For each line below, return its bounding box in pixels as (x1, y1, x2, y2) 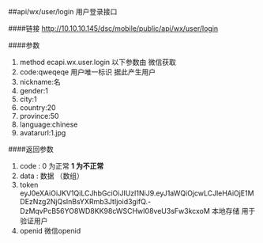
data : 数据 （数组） (19, 171, 85, 180)
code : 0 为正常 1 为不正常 (19, 161, 104, 170)
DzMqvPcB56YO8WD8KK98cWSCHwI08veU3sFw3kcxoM (19, 207, 211, 215)
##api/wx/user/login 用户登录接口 (8, 7, 118, 16)
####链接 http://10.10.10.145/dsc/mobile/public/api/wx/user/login (8, 24, 219, 33)
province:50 (19, 112, 59, 120)
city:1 (19, 94, 37, 104)
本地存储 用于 (212, 207, 256, 215)
